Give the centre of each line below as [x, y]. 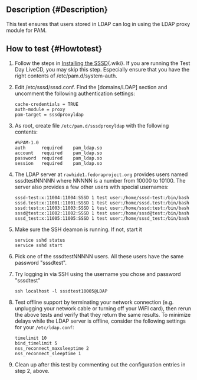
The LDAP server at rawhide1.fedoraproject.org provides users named [101, 174]
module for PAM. [27, 30]
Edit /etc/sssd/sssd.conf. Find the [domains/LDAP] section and [91, 87]
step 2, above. [32, 371]
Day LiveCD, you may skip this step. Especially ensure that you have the [102, 69]
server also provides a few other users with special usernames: [92, 187]
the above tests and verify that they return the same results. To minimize [103, 314]
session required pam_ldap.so [58, 163]
